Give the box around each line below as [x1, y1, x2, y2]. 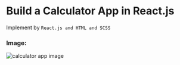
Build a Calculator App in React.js [6, 4, 175, 18]
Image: [6, 39, 27, 47]
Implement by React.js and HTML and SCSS [6, 24, 111, 31]
